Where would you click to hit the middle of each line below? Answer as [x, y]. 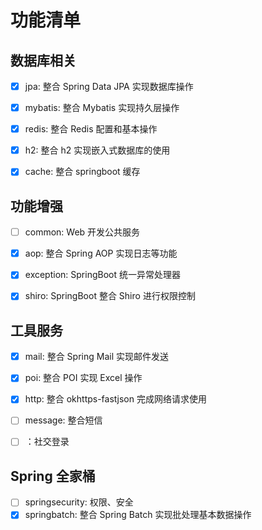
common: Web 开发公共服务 [82, 232]
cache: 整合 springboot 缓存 [82, 172]
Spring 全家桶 [53, 476]
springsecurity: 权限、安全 [79, 502]
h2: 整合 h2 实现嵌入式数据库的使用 [97, 150]
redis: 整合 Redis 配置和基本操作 [91, 129]
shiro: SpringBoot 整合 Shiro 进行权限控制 [110, 296]
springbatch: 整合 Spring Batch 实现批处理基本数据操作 [138, 515]
